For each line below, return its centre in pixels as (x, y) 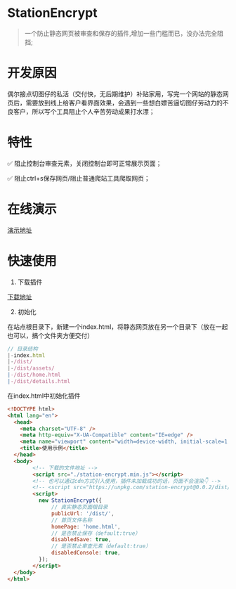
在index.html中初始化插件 (44, 396)
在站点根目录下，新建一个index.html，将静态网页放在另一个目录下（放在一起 (118, 326)
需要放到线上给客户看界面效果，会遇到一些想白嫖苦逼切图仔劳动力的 (124, 103)
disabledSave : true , (81, 540)
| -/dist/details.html (39, 382)
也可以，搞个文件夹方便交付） (50, 335)
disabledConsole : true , (86, 553)
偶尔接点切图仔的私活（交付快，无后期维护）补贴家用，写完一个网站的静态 (115, 93)
